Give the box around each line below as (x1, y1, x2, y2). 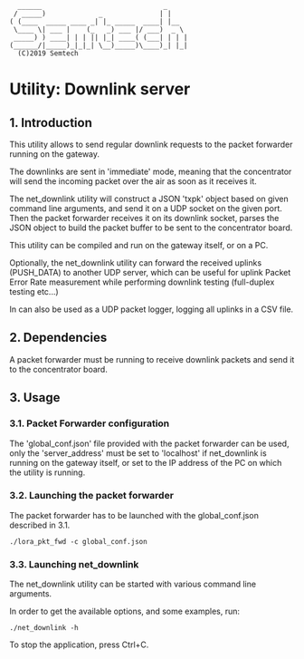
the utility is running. (9, 467, 86, 478)
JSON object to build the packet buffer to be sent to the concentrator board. (9, 222, 293, 233)
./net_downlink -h (9, 624, 79, 633)
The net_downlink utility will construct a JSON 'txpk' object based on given (9, 193, 289, 204)
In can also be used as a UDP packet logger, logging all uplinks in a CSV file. (9, 304, 294, 315)
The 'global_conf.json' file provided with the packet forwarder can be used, (9, 438, 290, 449)
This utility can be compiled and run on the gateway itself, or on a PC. (9, 240, 269, 250)
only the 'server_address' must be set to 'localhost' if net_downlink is (9, 447, 267, 459)
